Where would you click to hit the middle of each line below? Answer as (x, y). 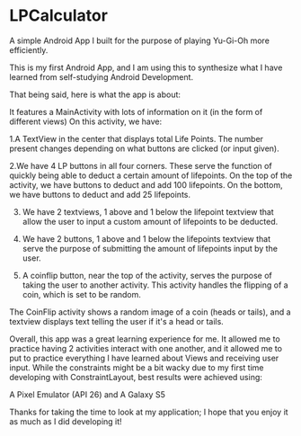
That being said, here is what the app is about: (95, 94)
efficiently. (29, 49)
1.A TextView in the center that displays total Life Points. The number (136, 138)
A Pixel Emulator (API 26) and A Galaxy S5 (88, 394)
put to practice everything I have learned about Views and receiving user (144, 358)
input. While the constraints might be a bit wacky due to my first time (137, 367)
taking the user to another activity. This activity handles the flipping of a (155, 285)
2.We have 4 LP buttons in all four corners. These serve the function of (141, 165)
